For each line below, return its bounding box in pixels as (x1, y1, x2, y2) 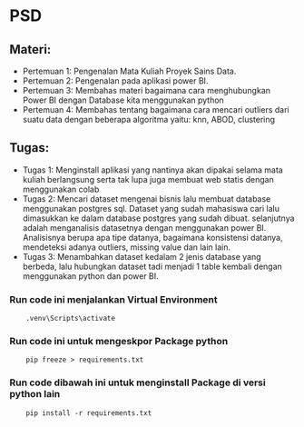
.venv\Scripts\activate (25, 314, 116, 323)
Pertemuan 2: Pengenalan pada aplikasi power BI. (22, 75, 209, 86)
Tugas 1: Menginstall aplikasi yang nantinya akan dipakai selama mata (22, 164, 283, 175)
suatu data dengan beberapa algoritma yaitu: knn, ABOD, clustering (22, 114, 275, 124)
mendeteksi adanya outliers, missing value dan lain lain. (22, 242, 231, 253)
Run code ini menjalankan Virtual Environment (9, 293, 218, 305)
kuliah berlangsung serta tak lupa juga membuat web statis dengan (22, 174, 274, 184)
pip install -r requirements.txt (25, 408, 152, 418)
